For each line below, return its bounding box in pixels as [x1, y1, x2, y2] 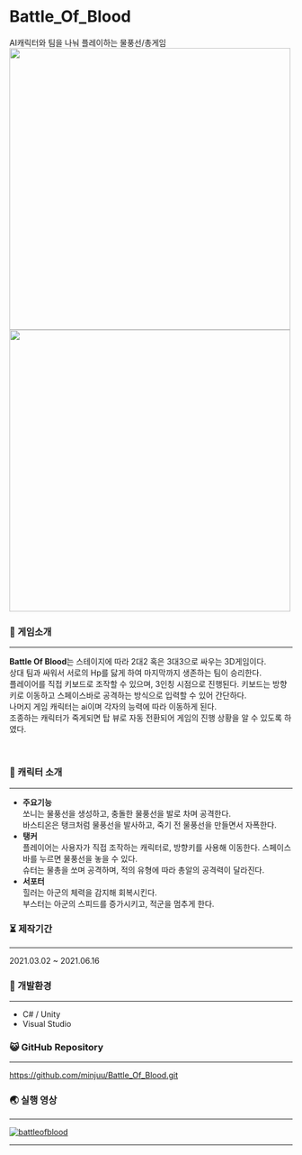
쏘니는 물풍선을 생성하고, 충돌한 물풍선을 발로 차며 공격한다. [22, 808, 232, 819]
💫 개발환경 [9, 979, 52, 992]
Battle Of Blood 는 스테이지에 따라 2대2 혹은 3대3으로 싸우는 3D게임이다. [9, 656, 267, 667]
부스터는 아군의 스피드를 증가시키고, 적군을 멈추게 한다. [22, 898, 215, 909]
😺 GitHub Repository [9, 1041, 104, 1054]
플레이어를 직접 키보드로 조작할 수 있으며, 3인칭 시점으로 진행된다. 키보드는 [9, 679, 271, 690]
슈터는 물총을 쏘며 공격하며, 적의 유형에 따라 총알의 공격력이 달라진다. [22, 864, 265, 875]
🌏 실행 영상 [9, 1094, 58, 1106]
